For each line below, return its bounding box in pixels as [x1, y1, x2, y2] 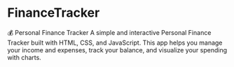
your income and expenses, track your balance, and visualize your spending [7, 45, 228, 54]
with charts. [7, 53, 42, 61]
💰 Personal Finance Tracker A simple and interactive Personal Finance [7, 28, 212, 36]
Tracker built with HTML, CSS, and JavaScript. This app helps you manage [7, 38, 223, 47]
